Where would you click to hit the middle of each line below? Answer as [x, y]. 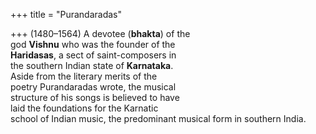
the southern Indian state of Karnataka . [92, 65]
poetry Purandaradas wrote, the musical [93, 87]
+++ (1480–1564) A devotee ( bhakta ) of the [100, 33]
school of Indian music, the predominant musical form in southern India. [158, 118]
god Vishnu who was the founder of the [93, 44]
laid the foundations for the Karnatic [84, 108]
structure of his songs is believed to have [95, 97]
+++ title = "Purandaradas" [66, 14]
